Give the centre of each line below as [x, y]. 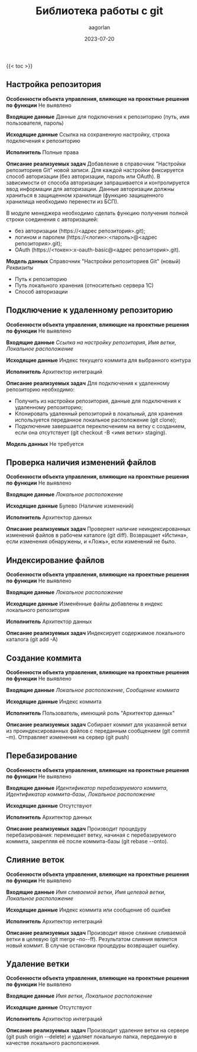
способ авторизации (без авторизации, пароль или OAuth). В [83, 176]
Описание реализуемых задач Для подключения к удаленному [88, 383]
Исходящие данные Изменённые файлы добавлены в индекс [85, 604]
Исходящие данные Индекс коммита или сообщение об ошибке [88, 910]
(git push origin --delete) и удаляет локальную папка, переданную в [92, 1037]
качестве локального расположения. [53, 1043]
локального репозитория [38, 610]
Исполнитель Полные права [42, 152]
